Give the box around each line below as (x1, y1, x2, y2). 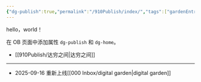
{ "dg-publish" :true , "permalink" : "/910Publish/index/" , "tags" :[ (6, 8, 167, 15)
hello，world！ (6, 26, 43, 33)
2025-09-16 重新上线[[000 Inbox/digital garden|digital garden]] (14, 69, 172, 76)
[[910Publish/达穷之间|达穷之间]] (14, 51, 96, 58)
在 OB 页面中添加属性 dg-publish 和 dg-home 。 (6, 38, 120, 45)
